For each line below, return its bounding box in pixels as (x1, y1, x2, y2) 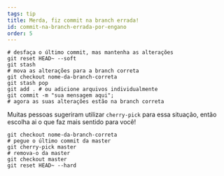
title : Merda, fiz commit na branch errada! (7, 17, 139, 24)
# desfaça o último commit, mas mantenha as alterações (7, 49, 174, 56)
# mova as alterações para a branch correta (7, 67, 139, 74)
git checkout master (7, 156, 68, 163)
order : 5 (7, 29, 33, 37)
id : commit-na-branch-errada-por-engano (7, 23, 127, 30)
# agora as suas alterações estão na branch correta (7, 98, 164, 105)
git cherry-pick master (7, 144, 77, 151)
